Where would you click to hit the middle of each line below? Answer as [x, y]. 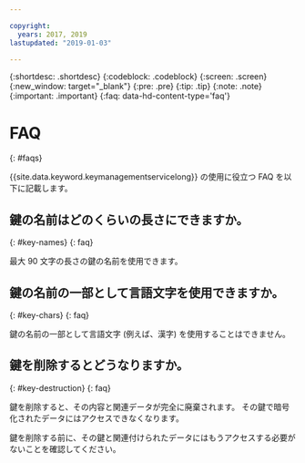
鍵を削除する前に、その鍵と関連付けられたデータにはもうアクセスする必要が [152, 437]
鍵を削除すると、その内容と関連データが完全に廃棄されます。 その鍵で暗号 [149, 406]
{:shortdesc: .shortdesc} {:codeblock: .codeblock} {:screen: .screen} [138, 77]
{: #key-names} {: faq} [51, 242]
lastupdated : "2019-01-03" [61, 43]
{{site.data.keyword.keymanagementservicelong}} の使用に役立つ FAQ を [147, 177]
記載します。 [49, 189]
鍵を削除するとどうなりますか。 [99, 365]
